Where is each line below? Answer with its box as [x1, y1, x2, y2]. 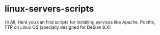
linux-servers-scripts [4, 3, 94, 14]
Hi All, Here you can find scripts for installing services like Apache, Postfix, [4, 19, 156, 25]
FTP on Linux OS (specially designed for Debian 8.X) [4, 24, 111, 30]
